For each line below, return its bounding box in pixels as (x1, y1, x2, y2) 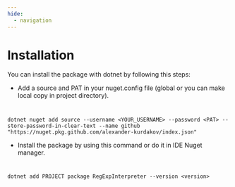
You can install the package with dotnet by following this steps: (7, 70, 191, 79)
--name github (98, 122, 140, 129)
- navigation (13, 17, 52, 24)
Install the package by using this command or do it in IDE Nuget (17, 141, 203, 149)
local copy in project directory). (17, 91, 109, 100)
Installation (7, 47, 75, 63)
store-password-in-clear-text (7, 122, 97, 129)
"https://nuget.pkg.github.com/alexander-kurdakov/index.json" (7, 128, 198, 136)
